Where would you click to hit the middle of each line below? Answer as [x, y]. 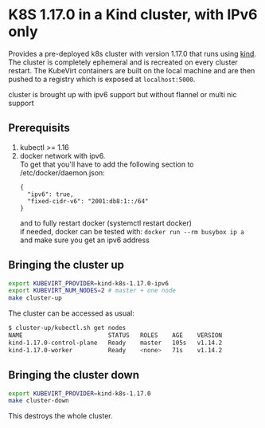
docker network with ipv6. [62, 155]
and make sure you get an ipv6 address [84, 240]
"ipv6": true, [51, 194]
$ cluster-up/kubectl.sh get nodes [67, 328]
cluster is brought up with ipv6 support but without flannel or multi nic [123, 94]
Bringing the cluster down [74, 375]
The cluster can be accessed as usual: [72, 313]
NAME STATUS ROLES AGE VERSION [115, 336]
